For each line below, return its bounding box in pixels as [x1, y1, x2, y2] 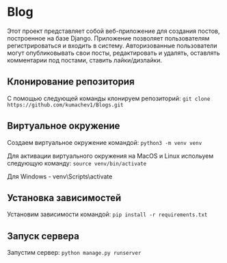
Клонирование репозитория [7, 76, 135, 88]
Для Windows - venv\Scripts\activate [7, 172, 113, 181]
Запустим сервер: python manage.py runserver [7, 249, 142, 257]
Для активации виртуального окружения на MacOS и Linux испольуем [7, 152, 214, 160]
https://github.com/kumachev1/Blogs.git [7, 101, 124, 108]
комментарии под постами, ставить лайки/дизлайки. [7, 56, 163, 64]
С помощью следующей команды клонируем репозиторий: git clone [7, 94, 211, 102]
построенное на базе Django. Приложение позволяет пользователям [7, 34, 210, 42]
